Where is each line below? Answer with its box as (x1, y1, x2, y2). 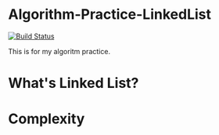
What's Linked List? (8, 75, 139, 92)
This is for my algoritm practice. (8, 46, 111, 56)
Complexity (8, 110, 85, 128)
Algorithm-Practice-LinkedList (8, 5, 212, 24)
